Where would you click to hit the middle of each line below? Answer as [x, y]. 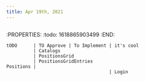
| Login [119, 72]
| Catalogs [47, 51]
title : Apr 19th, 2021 [35, 12]
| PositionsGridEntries [63, 61]
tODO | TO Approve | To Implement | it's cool [72, 46]
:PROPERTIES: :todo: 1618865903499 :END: [61, 35]
